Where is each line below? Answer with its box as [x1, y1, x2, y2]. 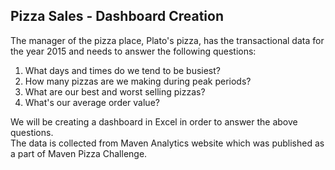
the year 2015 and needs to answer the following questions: [10, 45, 257, 57]
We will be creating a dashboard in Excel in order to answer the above [10, 115, 298, 128]
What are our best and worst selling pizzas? [24, 85, 206, 98]
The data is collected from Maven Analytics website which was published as [10, 137, 325, 149]
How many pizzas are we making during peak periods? [24, 75, 252, 87]
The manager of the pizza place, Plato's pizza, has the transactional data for [10, 34, 325, 46]
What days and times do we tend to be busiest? [24, 64, 222, 76]
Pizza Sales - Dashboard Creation [10, 8, 224, 25]
